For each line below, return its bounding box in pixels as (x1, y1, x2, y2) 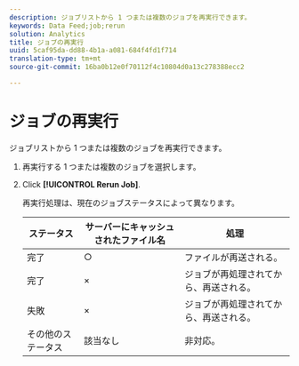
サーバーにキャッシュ (85, 220, 175, 233)
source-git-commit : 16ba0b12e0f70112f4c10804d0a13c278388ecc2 (9, 63, 245, 72)
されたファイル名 (93, 234, 166, 246)
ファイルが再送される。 (184, 251, 283, 263)
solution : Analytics (9, 29, 86, 38)
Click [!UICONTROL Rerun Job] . (21, 179, 141, 189)
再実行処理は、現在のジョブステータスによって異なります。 (21, 197, 240, 208)
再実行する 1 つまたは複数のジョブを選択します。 (21, 161, 201, 171)
